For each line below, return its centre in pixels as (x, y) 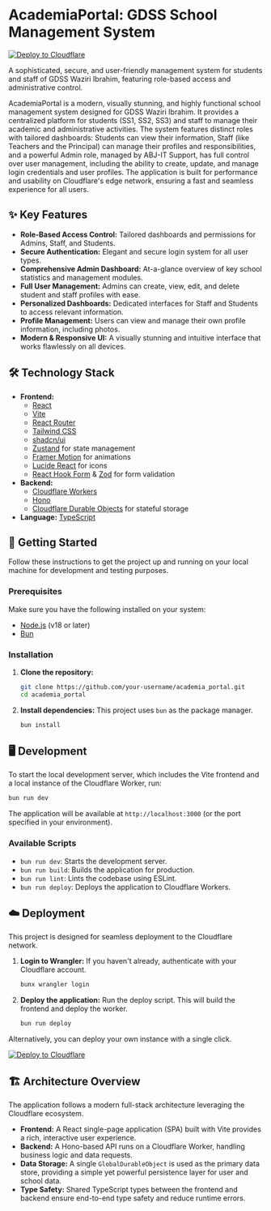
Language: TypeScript (57, 517)
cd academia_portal (53, 695)
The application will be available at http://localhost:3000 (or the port (125, 814)
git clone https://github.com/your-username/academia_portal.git (132, 687)
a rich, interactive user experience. (78, 1137)
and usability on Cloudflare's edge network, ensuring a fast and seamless (131, 181)
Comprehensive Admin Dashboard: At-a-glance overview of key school (141, 268)
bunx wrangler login (55, 985)
